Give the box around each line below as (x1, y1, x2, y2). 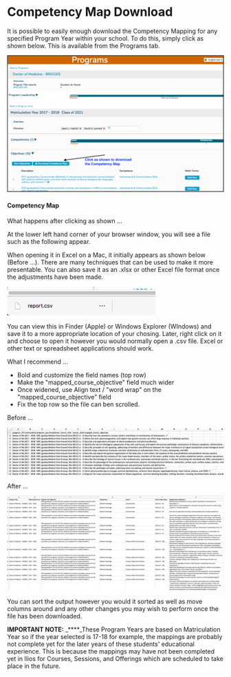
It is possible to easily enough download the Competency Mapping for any (7, 27, 218, 35)
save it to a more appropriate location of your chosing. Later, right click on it (7, 329, 222, 337)
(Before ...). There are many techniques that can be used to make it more (7, 258, 213, 266)
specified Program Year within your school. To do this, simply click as (7, 34, 204, 42)
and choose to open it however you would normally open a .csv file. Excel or (7, 337, 223, 345)
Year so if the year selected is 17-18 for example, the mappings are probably (7, 633, 223, 641)
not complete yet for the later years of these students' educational (7, 640, 195, 648)
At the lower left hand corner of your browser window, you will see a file (7, 230, 211, 238)
